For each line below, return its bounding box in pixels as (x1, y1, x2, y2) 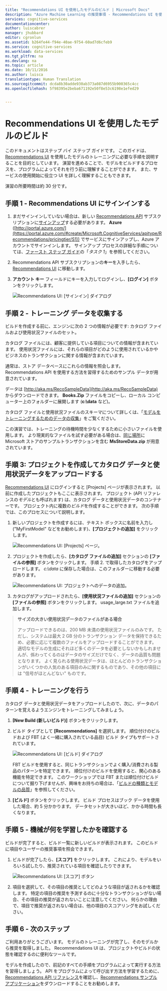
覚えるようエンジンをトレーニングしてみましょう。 (22, 707, 127, 712)
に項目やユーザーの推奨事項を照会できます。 (5, 846, 96, 852)
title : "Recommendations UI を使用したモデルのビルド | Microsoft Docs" (5, 7, 150, 12)
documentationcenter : (5, 21, 50, 26)
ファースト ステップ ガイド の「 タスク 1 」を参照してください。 (25, 249, 153, 255)
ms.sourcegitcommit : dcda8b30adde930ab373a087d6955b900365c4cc (5, 81, 139, 86)
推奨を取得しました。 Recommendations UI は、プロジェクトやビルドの (9, 945, 156, 951)
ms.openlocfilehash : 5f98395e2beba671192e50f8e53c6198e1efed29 (5, 86, 139, 91)
